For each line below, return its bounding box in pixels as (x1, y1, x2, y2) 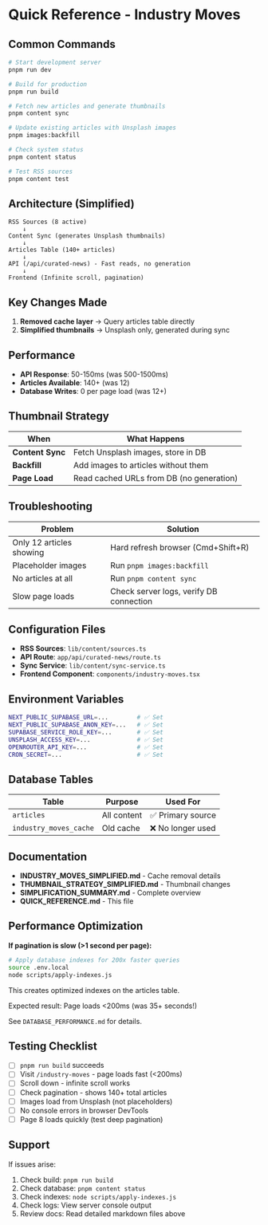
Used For (165, 796, 201, 807)
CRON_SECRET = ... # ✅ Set (8, 750, 164, 758)
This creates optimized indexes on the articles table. (8, 985, 180, 995)
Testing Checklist (8, 1039, 97, 1053)
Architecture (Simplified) (8, 197, 135, 211)
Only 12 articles (12, 537, 73, 548)
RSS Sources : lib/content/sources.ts (19, 644, 147, 653)
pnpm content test (8, 175, 69, 183)
